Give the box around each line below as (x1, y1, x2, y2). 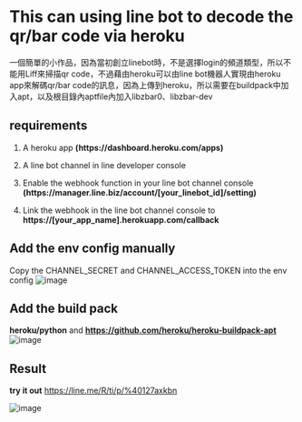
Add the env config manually (9, 241, 176, 256)
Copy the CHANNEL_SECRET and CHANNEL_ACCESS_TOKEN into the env (9, 265, 287, 276)
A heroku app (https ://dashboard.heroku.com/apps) (22, 142, 224, 153)
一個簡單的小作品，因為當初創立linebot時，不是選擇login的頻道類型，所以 (9, 56, 284, 67)
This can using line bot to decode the (9, 6, 294, 27)
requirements (9, 118, 88, 134)
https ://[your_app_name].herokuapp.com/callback (22, 214, 219, 225)
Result (9, 361, 47, 377)
